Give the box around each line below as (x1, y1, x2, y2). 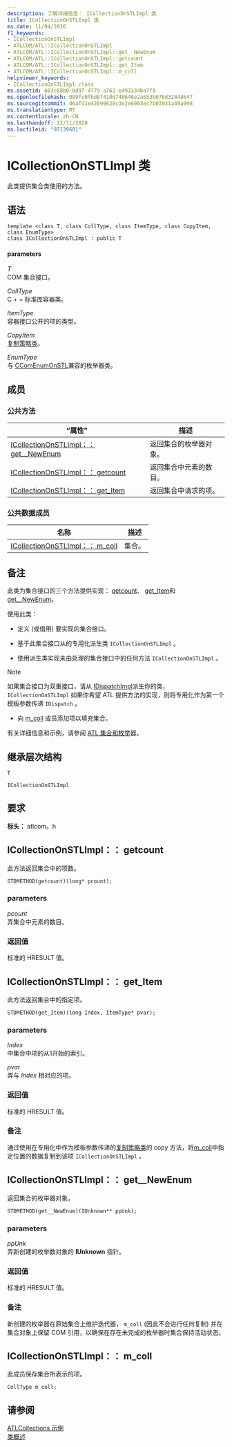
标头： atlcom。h (7, 822, 57, 830)
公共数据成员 (7, 508, 50, 517)
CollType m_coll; (7, 1384, 57, 1391)
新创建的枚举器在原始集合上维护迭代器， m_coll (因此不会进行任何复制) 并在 (7, 1319, 223, 1328)
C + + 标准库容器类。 (7, 295, 68, 304)
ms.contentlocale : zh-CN (7, 113, 79, 120)
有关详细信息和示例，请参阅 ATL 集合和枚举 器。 (7, 729, 143, 737)
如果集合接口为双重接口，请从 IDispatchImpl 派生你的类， (7, 682, 169, 690)
